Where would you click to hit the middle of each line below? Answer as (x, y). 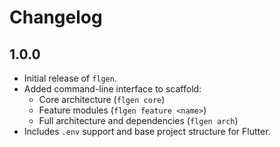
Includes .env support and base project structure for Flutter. (147, 131)
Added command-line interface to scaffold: (112, 89)
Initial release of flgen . (70, 78)
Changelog (56, 17)
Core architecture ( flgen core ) (102, 99)
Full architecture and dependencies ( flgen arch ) (138, 120)
